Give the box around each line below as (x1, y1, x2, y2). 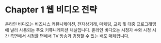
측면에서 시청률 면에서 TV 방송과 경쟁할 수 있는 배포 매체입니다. (10, 33, 129, 39)
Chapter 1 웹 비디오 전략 (5, 4, 97, 15)
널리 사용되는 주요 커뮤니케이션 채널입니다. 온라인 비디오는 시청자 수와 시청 (10, 27, 151, 32)
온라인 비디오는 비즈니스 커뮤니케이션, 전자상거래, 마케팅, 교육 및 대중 (5, 21, 136, 27)
